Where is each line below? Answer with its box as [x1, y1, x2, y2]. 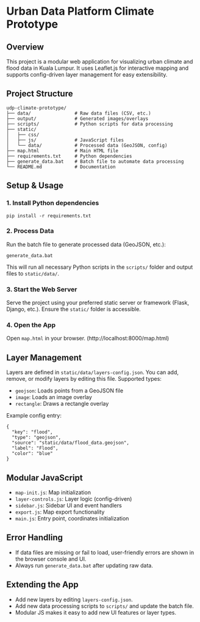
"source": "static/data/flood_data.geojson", [12, 440, 130, 446]
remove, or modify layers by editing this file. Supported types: [6, 375, 162, 383]
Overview [6, 42, 45, 52]
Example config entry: [6, 412, 62, 419]
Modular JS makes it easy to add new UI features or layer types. [15, 609, 177, 616]
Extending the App [6, 580, 79, 590]
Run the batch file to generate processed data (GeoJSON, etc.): [6, 241, 166, 248]
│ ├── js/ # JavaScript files [6, 137, 124, 143]
